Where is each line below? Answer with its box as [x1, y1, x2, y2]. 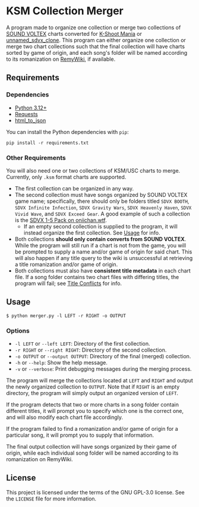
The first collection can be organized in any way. [14, 184, 134, 192]
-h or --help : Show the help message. [14, 359, 108, 367]
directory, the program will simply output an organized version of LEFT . [6, 390, 179, 397]
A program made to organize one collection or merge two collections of [6, 24, 181, 31]
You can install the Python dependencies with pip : [6, 128, 129, 135]
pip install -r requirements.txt [6, 140, 89, 146]
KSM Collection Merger [6, 4, 124, 18]
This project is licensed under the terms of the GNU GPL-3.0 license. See [6, 489, 185, 496]
